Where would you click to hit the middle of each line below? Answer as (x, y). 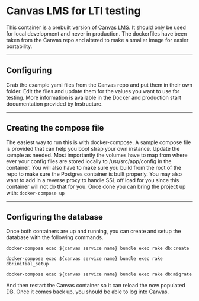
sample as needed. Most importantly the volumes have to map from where (97, 155)
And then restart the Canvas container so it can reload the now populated (96, 286)
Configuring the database (55, 217)
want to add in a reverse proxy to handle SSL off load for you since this (93, 180)
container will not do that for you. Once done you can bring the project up (96, 186)
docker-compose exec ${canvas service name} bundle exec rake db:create (98, 248)
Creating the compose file (55, 128)
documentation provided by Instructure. (55, 104)
